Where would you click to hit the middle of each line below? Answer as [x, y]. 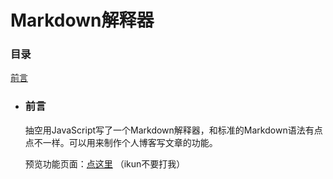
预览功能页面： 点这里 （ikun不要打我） [105, 163]
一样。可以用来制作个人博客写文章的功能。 [130, 142]
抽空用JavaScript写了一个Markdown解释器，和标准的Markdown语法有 [169, 130]
